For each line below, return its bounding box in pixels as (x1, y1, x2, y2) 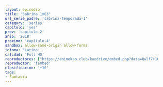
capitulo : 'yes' (5, 25, 38, 30)
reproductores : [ (5, 57, 40, 61)
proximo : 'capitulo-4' (5, 39, 51, 43)
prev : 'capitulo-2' (5, 29, 45, 34)
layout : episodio (5, 7, 40, 12)
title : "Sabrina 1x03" (5, 12, 51, 16)
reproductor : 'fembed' (5, 61, 51, 66)
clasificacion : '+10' (5, 66, 49, 71)
